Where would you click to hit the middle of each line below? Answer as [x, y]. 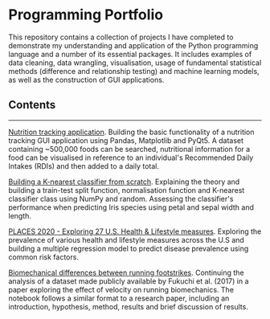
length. [20, 215]
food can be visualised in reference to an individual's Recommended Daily [131, 157]
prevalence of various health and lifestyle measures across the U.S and [127, 239]
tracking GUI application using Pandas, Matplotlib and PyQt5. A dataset [126, 140]
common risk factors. [43, 257]
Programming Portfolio [86, 15]
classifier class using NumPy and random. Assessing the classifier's [121, 198]
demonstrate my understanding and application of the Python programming [133, 45]
